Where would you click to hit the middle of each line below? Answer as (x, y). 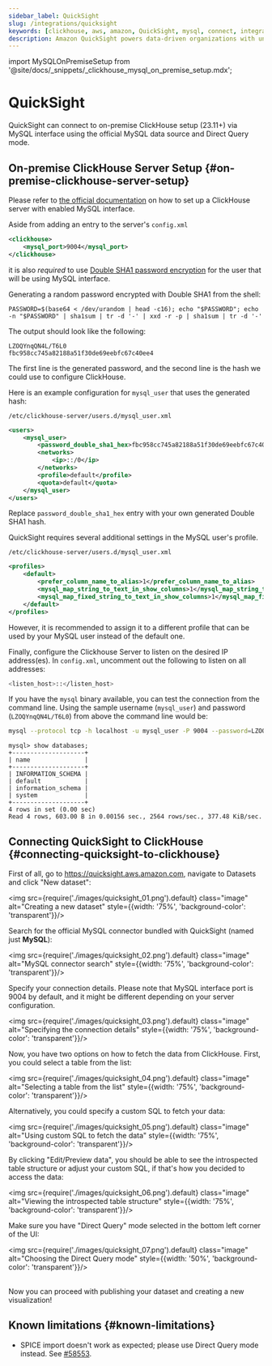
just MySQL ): (30, 940)
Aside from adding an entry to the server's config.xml (98, 224)
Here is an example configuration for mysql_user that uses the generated (129, 392)
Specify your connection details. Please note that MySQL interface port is (131, 988)
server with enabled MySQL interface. (72, 209)
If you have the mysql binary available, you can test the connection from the (134, 699)
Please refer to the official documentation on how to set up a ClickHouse (130, 200)
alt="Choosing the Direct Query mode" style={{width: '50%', (109, 1259)
